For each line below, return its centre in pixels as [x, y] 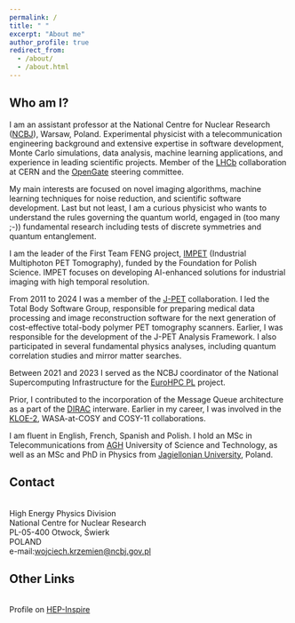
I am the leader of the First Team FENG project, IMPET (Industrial [128, 253]
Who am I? [39, 103]
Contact [32, 482]
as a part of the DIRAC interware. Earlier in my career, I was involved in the [145, 409]
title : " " [29, 26]
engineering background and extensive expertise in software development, [147, 143]
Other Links [42, 579]
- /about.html [43, 68]
